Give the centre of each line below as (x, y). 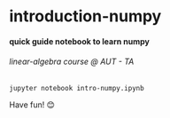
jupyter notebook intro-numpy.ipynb (77, 88)
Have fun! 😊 (32, 105)
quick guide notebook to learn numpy (80, 41)
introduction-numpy (85, 16)
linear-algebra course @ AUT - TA (72, 62)
